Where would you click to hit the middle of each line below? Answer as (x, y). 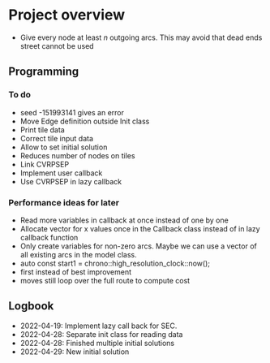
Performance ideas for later (64, 202)
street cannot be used (57, 45)
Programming (44, 72)
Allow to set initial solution (64, 147)
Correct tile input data (57, 138)
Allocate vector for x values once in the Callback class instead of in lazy (140, 228)
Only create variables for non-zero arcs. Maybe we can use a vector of (138, 246)
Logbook (31, 306)
